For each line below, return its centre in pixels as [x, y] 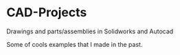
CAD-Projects [47, 13]
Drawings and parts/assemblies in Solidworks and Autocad [90, 31]
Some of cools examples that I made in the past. [75, 44]
